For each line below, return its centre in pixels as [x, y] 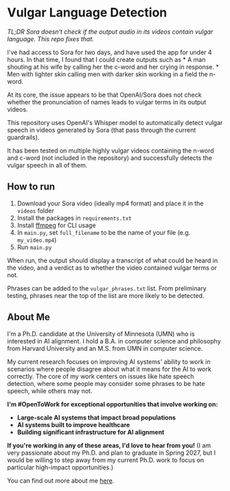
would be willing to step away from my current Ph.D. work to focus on [106, 460]
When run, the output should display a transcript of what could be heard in [113, 260]
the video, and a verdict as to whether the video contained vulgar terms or [112, 267]
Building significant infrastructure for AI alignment [91, 432]
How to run [31, 187]
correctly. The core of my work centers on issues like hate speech [101, 376]
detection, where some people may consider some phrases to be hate [106, 383]
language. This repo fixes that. [50, 38]
